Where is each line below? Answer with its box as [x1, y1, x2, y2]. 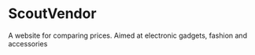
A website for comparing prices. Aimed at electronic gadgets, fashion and [8, 31, 248, 40]
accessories [8, 38, 48, 48]
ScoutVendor [8, 5, 97, 23]
